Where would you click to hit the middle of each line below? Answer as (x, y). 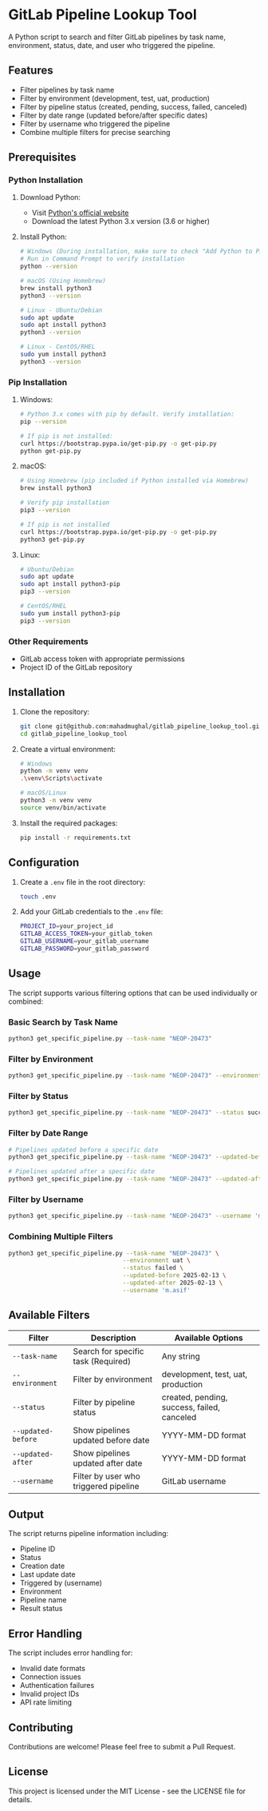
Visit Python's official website (80, 213)
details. (20, 1799)
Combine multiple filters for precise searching (95, 132)
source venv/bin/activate (63, 808)
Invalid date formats (53, 1669)
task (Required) (102, 1361)
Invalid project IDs (49, 1694)
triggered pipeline (106, 1486)
